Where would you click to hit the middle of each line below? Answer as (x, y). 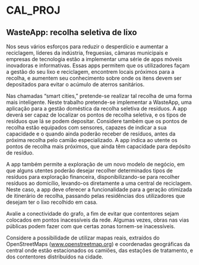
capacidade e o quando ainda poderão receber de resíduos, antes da (91, 134)
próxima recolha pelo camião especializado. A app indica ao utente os (92, 140)
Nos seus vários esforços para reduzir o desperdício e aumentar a (87, 46)
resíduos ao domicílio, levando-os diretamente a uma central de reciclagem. (99, 183)
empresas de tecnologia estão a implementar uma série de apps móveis (94, 59)
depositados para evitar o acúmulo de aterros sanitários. (75, 84)
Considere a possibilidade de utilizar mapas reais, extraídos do (83, 238)
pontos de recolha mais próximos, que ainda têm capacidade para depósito (99, 146)
